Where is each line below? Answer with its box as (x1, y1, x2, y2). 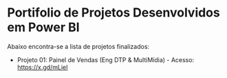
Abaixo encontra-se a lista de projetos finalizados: (7, 42, 150, 50)
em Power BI (7, 19, 80, 35)
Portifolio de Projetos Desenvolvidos (7, 5, 220, 21)
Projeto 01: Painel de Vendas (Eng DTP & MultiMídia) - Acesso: (17, 55, 195, 64)
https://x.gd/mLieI (17, 63, 68, 71)
